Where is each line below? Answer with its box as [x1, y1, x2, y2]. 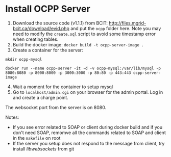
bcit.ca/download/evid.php [12, 25, 70, 31]
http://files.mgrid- [109, 20, 146, 26]
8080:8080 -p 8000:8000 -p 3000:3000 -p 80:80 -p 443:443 [5, 70, 131, 75]
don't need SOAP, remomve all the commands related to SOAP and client [12, 129, 166, 136]
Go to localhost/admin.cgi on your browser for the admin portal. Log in [12, 89, 163, 95]
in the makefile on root [12, 135, 61, 141]
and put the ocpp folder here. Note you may [70, 25, 161, 31]
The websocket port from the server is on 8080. [5, 104, 106, 110]
